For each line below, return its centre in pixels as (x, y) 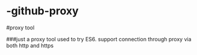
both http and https (30, 45)
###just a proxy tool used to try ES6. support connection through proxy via (99, 39)
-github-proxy (43, 11)
